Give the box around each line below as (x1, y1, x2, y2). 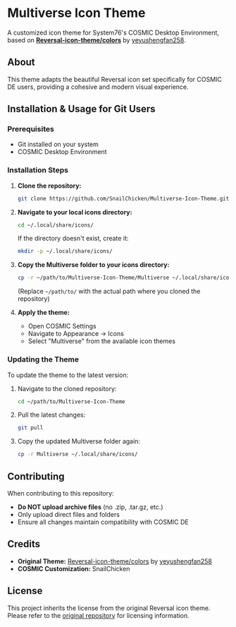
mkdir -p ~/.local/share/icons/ (17, 248, 113, 255)
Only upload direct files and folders (17, 510, 120, 518)
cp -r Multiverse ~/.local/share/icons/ (17, 450, 138, 458)
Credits (7, 538, 41, 550)
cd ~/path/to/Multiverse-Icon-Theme (17, 398, 125, 405)
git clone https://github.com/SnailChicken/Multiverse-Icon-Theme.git (17, 195, 230, 202)
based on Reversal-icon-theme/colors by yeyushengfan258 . (7, 35, 186, 44)
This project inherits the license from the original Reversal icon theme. (7, 604, 211, 612)
